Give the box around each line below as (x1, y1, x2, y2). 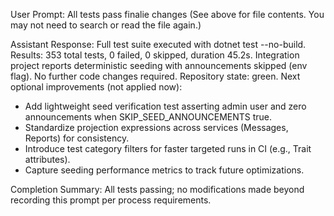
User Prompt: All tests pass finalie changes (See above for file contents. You (10, 9, 325, 20)
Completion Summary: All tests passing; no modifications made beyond (10, 184, 305, 195)
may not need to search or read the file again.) (10, 19, 202, 31)
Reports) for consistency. (24, 132, 130, 144)
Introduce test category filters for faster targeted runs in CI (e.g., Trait (24, 143, 312, 154)
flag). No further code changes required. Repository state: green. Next (10, 70, 301, 82)
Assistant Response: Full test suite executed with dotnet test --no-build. (10, 39, 307, 50)
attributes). (24, 154, 71, 165)
